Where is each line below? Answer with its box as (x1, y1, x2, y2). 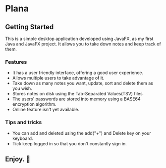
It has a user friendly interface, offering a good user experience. (12, 70, 144, 76)
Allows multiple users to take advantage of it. (12, 75, 105, 81)
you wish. (12, 85, 32, 91)
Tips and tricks (5, 119, 42, 126)
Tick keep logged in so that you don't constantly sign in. (12, 140, 127, 146)
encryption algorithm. (12, 101, 56, 107)
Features (5, 58, 27, 65)
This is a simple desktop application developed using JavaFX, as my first (5, 36, 154, 42)
